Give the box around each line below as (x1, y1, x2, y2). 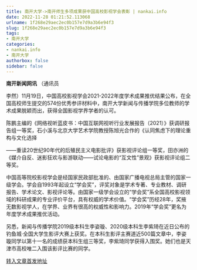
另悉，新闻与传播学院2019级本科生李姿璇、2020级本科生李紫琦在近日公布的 (6, 223, 190, 230)
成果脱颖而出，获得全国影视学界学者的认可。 (11, 107, 119, 114)
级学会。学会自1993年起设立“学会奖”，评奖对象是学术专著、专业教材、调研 (6, 181, 187, 188)
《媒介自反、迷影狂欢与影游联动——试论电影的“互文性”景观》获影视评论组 (6, 154, 186, 161)
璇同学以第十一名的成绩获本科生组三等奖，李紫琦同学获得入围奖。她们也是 (6, 238, 186, 245)
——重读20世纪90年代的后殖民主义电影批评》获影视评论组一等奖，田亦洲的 (6, 147, 189, 154)
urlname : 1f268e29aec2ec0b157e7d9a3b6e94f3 (6, 19, 114, 25)
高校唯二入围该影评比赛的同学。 (16, 245, 94, 252)
